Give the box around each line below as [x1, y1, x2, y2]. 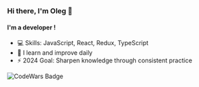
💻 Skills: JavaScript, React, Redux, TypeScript [16, 39, 149, 47]
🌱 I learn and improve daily [16, 49, 93, 57]
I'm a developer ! [7, 23, 56, 32]
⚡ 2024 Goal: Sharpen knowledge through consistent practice [16, 56, 193, 64]
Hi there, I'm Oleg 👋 [7, 6, 73, 16]
